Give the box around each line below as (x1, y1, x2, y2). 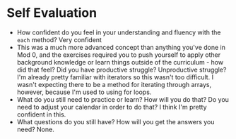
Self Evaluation (6, 5, 97, 21)
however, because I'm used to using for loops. (16, 88, 152, 96)
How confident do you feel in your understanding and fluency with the (16, 28, 221, 37)
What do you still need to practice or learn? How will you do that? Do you (16, 95, 229, 103)
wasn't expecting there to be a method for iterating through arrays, (16, 80, 212, 88)
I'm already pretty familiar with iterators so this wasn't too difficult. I (16, 72, 213, 81)
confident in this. (16, 110, 66, 119)
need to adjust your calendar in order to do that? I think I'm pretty (16, 102, 207, 111)
